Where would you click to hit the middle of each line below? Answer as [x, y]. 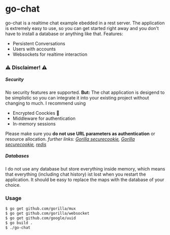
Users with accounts [34, 49]
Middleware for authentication [44, 118]
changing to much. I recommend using [46, 103]
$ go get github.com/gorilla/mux [41, 209]
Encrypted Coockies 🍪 [36, 113]
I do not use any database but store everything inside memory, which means [85, 169]
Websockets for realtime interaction [50, 54]
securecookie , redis [26, 144]
